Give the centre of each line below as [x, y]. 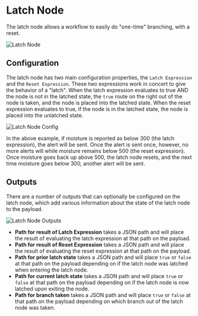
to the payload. [25, 209]
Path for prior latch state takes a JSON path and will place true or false [103, 257]
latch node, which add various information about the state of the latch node [98, 203]
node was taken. [35, 307]
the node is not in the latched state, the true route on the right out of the [94, 96]
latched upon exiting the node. [52, 289]
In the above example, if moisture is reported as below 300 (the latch [90, 138]
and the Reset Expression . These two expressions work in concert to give [96, 84]
